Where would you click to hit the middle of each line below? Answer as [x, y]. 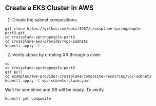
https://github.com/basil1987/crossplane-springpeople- [85, 29]
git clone [15, 29]
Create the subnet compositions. [45, 19]
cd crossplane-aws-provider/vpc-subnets [47, 41]
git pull [14, 72]
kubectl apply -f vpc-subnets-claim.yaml [48, 80]
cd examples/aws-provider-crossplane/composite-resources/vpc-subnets [78, 76]
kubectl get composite [28, 98]
